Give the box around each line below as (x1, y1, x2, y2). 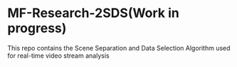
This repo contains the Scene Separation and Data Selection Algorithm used (7, 43, 231, 52)
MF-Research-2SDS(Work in (7, 5, 179, 21)
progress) (7, 20, 67, 36)
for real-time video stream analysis (7, 51, 110, 60)
